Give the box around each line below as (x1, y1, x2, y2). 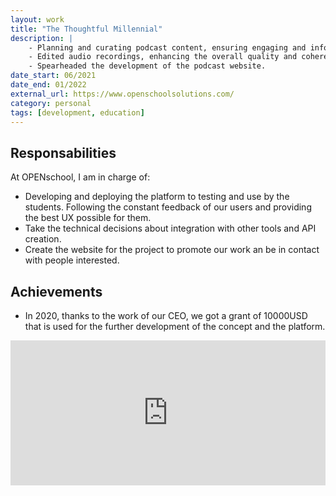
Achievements (10, 283, 103, 300)
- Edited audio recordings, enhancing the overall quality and (28, 52, 298, 62)
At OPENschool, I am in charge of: (10, 171, 151, 183)
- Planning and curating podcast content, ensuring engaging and (28, 42, 307, 53)
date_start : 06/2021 (10, 71, 97, 81)
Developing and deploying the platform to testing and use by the (24, 191, 290, 203)
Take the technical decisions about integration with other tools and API (24, 222, 317, 235)
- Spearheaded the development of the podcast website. (28, 61, 267, 71)
